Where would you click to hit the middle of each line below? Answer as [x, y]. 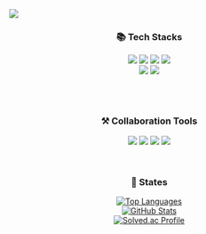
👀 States [149, 182]
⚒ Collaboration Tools [149, 121]
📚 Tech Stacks [149, 36]
